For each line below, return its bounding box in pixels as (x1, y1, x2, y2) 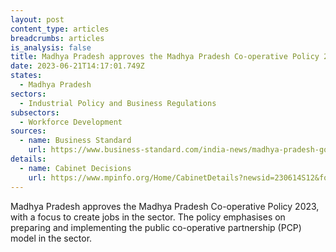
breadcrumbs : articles (10, 33, 105, 43)
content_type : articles (10, 24, 110, 34)
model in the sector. (10, 232, 93, 244)
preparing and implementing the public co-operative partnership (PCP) (10, 221, 302, 233)
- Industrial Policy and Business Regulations (19, 98, 217, 108)
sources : (10, 126, 47, 136)
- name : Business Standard (19, 136, 132, 146)
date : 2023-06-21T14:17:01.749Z (10, 61, 145, 71)
